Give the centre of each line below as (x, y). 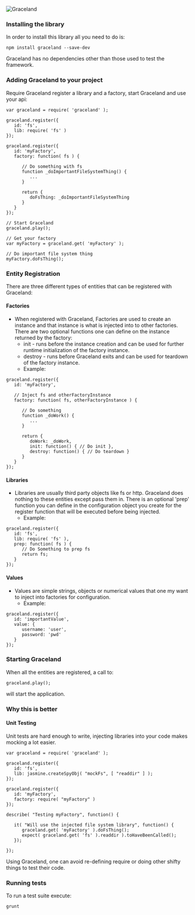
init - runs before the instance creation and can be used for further (104, 344)
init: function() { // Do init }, (72, 447)
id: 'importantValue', (41, 619)
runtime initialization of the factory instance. (76, 350)
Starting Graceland (34, 659)
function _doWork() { (48, 416)
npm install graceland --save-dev (48, 48)
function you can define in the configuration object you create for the (98, 505)
